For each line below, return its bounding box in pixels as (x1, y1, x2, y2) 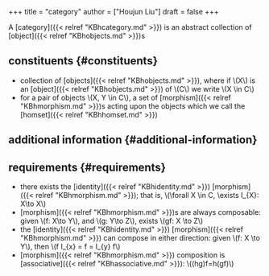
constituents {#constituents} (8, 54, 159, 68)
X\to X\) (19, 199, 47, 208)
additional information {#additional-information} (8, 133, 258, 147)
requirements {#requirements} (8, 160, 167, 174)
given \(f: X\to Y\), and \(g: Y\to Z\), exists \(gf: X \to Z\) (19, 216, 204, 226)
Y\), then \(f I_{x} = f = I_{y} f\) (19, 241, 121, 252)
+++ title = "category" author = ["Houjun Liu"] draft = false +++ (8, 7, 219, 16)
